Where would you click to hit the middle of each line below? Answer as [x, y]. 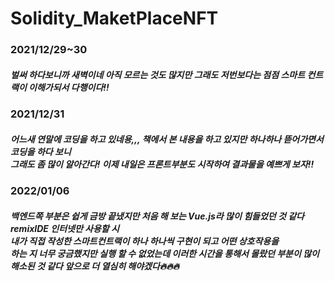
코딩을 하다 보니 [41, 151]
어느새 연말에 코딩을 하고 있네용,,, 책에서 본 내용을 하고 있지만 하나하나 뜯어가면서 [167, 139]
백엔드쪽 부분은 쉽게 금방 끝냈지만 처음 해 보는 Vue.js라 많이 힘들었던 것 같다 [157, 216]
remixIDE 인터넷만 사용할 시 [65, 228]
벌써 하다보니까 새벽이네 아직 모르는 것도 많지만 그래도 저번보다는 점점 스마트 [158, 74]
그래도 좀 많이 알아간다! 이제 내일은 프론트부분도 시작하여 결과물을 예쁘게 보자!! [162, 164]
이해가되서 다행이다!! [69, 87]
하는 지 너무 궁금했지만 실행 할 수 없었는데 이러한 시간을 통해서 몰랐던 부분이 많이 [165, 253]
